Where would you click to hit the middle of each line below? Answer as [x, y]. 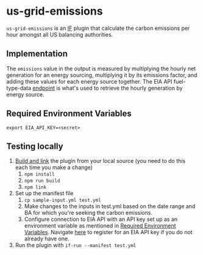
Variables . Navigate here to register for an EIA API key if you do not [109, 232]
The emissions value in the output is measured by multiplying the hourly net [101, 68]
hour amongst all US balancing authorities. [60, 34]
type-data [19, 88]
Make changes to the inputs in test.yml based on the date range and [110, 206]
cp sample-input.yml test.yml [63, 200]
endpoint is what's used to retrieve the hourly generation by [108, 88]
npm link [35, 187]
